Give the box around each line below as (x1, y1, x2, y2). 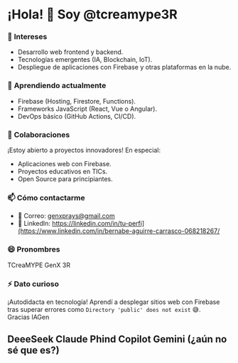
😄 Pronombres (7, 244, 60, 254)
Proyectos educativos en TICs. (17, 167, 108, 176)
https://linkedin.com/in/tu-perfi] (52, 220, 145, 228)
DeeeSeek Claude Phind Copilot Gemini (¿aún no (7, 333, 227, 345)
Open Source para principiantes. (17, 175, 114, 183)
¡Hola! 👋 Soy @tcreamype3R (7, 6, 178, 23)
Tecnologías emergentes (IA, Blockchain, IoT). (17, 55, 153, 64)
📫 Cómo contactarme (7, 193, 85, 202)
